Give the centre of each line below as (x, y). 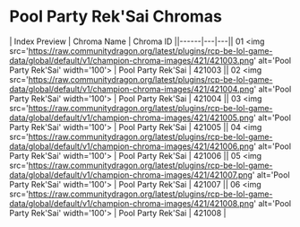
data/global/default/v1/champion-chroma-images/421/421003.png (132, 60)
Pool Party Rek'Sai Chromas (116, 17)
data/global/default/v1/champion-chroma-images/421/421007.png (131, 175)
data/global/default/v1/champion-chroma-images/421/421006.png (132, 146)
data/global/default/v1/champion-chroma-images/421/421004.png (132, 89)
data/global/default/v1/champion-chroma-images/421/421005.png (132, 118)
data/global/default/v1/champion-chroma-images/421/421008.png (132, 203)
